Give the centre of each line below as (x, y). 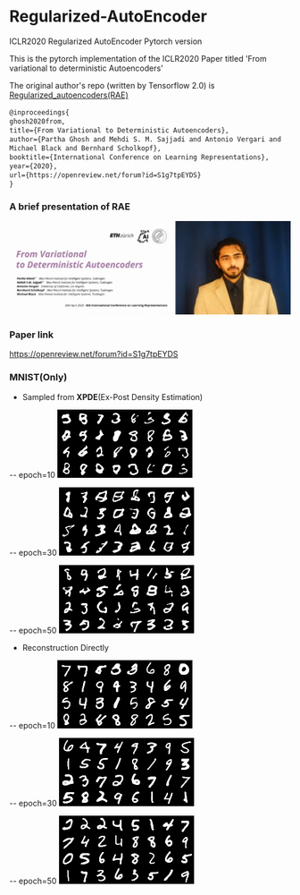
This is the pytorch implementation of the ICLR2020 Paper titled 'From (138, 58)
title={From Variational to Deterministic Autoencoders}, (119, 130)
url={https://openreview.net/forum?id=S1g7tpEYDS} (105, 175)
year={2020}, (33, 166)
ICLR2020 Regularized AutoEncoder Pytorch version (106, 41)
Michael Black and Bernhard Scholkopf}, (86, 148)
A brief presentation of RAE (70, 206)
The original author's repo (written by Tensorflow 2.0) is (112, 85)
